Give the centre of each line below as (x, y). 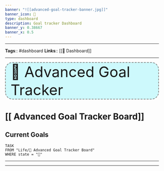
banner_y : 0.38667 (24, 28)
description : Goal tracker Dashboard (43, 23)
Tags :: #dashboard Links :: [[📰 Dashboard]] (48, 51)
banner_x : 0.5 (20, 32)
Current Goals (27, 135)
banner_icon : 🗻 (20, 14)
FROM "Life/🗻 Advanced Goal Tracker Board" (50, 150)
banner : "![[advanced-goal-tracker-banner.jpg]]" (57, 10)
